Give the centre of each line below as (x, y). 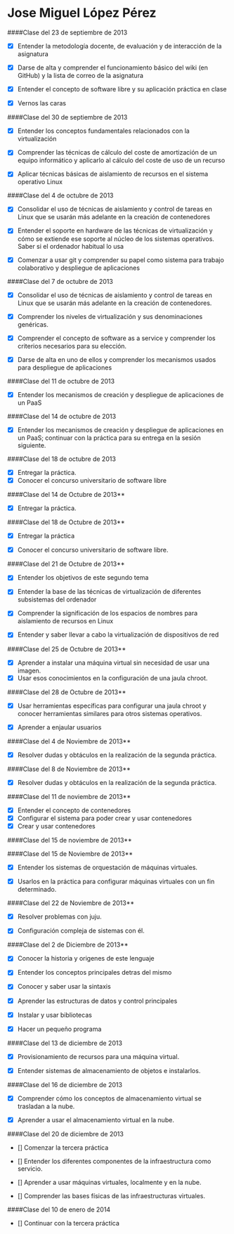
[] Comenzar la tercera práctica (63, 1148)
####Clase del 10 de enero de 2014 (59, 1209)
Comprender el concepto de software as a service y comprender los (116, 338)
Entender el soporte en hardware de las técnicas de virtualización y (115, 230)
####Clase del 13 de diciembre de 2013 (65, 1043)
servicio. (30, 1169)
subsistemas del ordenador (57, 599)
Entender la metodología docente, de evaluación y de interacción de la (119, 46)
